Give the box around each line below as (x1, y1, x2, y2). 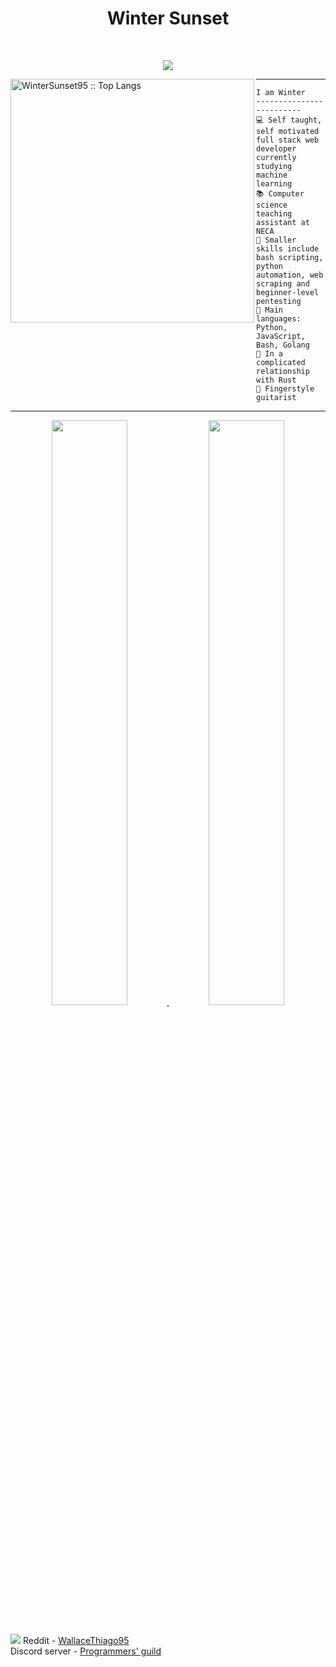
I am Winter (256, 87, 306, 97)
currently (256, 152, 297, 162)
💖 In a (256, 348, 283, 359)
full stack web (256, 135, 320, 145)
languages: (256, 313, 302, 324)
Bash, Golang (256, 340, 310, 350)
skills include (256, 243, 320, 254)
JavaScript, (256, 331, 306, 341)
